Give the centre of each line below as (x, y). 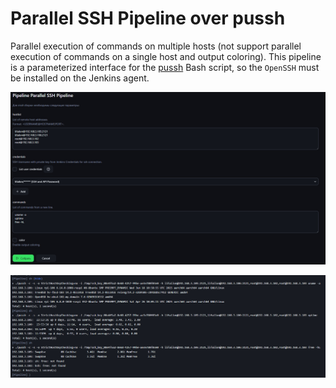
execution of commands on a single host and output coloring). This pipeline (166, 56)
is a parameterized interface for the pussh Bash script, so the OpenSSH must (165, 67)
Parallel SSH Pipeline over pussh (148, 18)
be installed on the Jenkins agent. (80, 78)
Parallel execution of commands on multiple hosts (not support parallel (156, 46)
